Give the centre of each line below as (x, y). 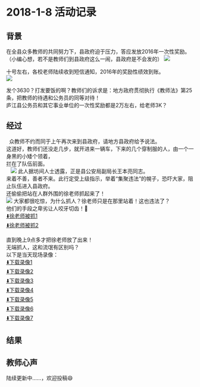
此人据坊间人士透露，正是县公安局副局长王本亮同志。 (83, 171)
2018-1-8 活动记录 (51, 12)
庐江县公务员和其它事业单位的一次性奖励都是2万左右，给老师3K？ (87, 105)
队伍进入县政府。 (32, 186)
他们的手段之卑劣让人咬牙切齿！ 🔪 (47, 208)
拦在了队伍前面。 (27, 163)
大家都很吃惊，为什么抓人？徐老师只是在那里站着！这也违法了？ (92, 201)
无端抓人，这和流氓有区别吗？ (43, 247)
